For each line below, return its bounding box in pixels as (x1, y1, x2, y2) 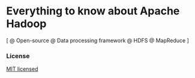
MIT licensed (6, 65, 38, 73)
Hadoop (6, 17, 47, 31)
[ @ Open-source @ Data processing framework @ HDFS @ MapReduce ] (6, 37, 189, 44)
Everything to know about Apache (6, 4, 180, 18)
